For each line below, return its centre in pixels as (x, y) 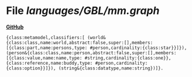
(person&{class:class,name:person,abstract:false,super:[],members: (91, 53)
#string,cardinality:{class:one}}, (128, 58)
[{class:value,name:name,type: (44, 58)
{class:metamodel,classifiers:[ (45, 37)
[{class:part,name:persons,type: (47, 48)
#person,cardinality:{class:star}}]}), (138, 48)
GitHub (15, 27)
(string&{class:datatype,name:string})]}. (111, 68)
